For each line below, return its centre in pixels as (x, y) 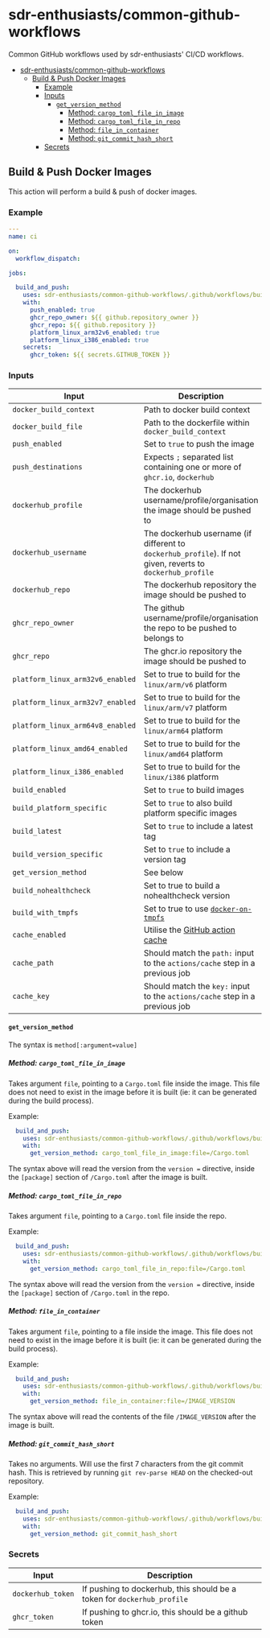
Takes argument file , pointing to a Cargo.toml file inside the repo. (118, 1216)
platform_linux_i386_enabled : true (89, 340)
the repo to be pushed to (190, 628)
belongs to (164, 638)
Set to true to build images (194, 790)
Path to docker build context (197, 410)
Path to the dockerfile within (196, 423)
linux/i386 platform (181, 777)
